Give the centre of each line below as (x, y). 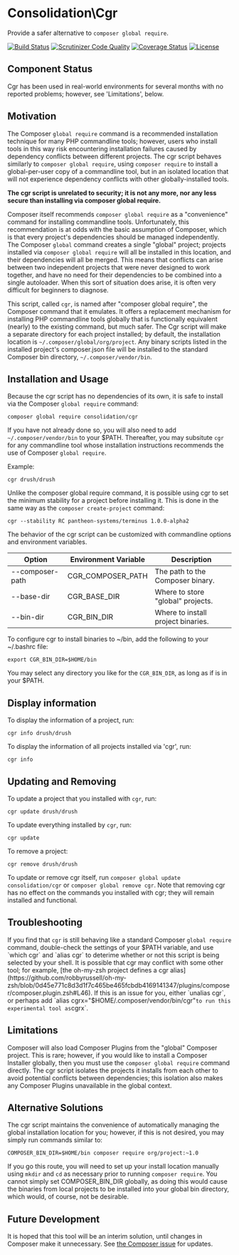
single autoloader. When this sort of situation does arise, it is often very (112, 282)
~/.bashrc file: (28, 647)
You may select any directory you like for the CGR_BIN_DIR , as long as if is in (117, 673)
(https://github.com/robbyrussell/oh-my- (67, 978)
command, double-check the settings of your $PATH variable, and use (111, 947)
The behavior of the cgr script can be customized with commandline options (119, 534)
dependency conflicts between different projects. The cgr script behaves (115, 156)
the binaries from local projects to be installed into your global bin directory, (118, 1189)
